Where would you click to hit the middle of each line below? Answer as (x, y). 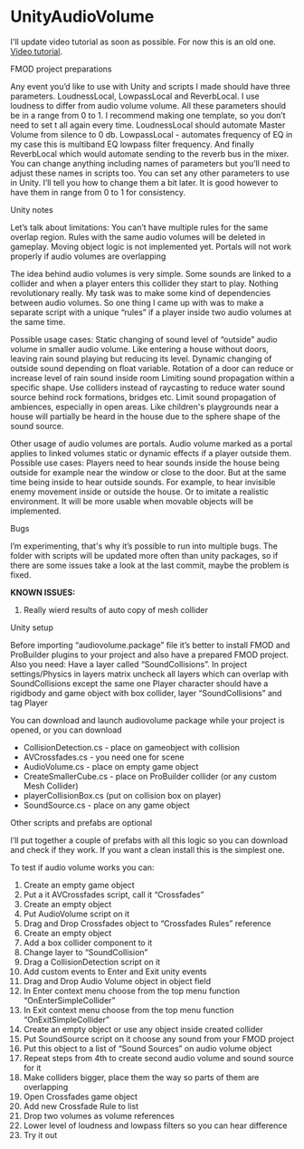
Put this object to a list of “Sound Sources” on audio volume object (147, 1048)
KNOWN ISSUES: (43, 592)
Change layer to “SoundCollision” (85, 952)
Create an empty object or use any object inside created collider (143, 1029)
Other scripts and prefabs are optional (81, 822)
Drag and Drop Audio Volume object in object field (117, 981)
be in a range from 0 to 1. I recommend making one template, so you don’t (148, 115)
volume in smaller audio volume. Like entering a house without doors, (140, 349)
